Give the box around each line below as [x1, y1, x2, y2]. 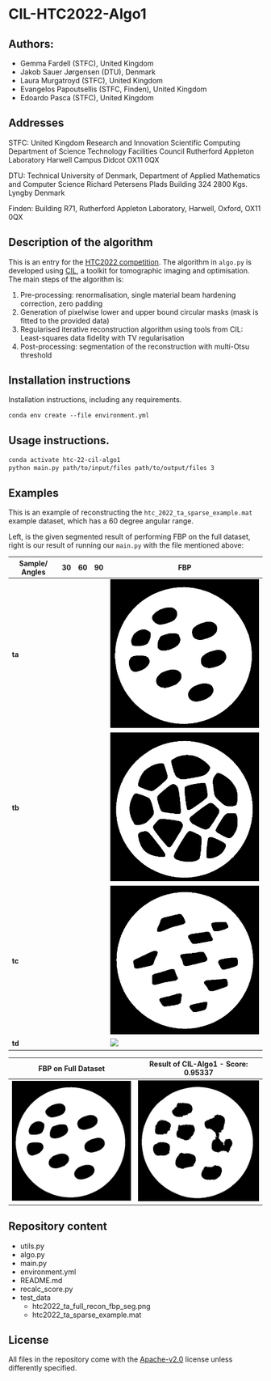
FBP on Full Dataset [38, 1063, 106, 1073]
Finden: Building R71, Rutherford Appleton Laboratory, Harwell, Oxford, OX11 [8, 203, 261, 213]
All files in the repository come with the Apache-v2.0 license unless [8, 1354, 233, 1364]
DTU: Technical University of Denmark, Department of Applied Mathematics [8, 171, 261, 180]
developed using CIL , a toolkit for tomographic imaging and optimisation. [8, 265, 250, 275]
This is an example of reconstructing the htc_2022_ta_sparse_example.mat [8, 507, 252, 518]
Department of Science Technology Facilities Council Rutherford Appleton [8, 146, 255, 156]
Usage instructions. [8, 434, 110, 447]
